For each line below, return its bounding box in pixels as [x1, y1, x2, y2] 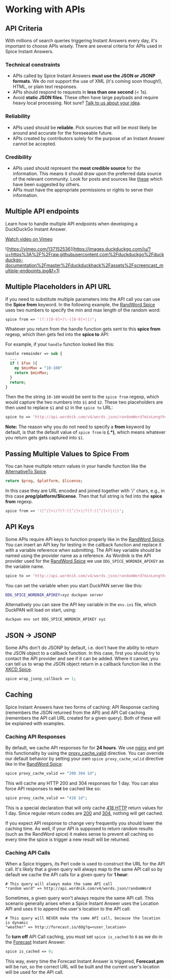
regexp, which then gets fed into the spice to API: [5, 331, 109, 338]
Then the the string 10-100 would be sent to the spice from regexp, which [5, 394, 159, 400]
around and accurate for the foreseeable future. [12, 129, 113, 136]
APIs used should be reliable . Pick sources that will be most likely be [12, 124, 157, 130]
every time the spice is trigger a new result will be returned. [5, 836, 130, 842]
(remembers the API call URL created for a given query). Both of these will [5, 715, 161, 721]
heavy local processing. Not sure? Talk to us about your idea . [12, 100, 141, 106]
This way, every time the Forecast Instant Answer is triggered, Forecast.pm [5, 958, 164, 964]
